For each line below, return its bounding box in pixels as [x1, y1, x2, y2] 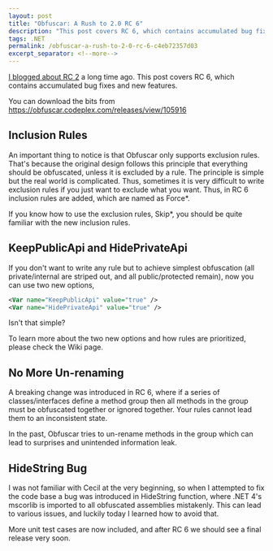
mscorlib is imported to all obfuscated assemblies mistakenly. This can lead [8, 501, 262, 510]
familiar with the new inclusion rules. [8, 217, 131, 228]
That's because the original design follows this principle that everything [8, 158, 248, 168]
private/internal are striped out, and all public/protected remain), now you [8, 271, 254, 281]
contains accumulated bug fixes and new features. [8, 80, 178, 90]
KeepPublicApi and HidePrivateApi [8, 241, 188, 255]
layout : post [8, 11, 53, 20]
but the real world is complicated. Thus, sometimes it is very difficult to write [8, 176, 265, 185]
